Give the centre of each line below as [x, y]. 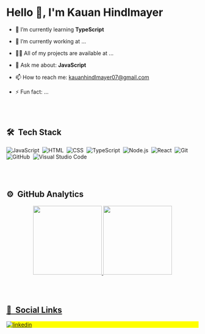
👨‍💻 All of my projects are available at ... [64, 53]
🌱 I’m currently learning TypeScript [59, 29]
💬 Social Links [34, 310]
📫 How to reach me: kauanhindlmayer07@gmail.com [82, 77]
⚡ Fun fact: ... [32, 92]
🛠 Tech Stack [34, 132]
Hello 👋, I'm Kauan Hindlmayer [85, 13]
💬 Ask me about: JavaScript [51, 65]
